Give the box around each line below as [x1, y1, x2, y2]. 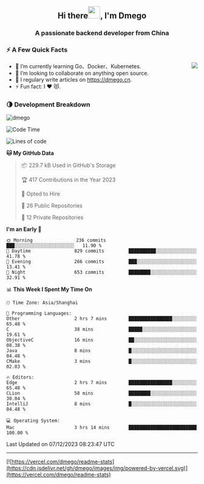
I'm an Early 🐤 [6, 225, 42, 233]
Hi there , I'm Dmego [57, 10, 147, 21]
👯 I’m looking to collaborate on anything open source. [15, 69, 149, 77]
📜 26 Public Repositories [21, 202, 83, 209]
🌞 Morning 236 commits [6, 237, 106, 244]
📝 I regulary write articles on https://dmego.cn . [15, 75, 132, 83]
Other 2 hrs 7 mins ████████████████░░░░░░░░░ [6, 315, 197, 321]
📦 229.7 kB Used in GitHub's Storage [21, 161, 116, 169]
